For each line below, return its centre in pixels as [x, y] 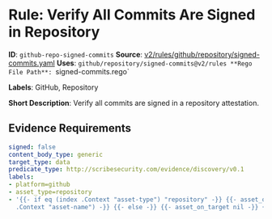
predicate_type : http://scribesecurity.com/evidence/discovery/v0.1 [126, 170]
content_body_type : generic [56, 154]
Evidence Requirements [70, 128]
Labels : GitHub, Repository [53, 87]
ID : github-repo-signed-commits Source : [76, 54]
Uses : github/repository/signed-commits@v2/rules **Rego [154, 63]
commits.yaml [32, 63]
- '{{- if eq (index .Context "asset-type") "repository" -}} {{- [123, 200]
